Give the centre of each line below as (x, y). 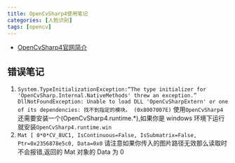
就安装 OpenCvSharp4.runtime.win (65, 127)
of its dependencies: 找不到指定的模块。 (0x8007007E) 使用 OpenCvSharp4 (120, 110)
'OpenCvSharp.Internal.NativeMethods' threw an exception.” (107, 96)
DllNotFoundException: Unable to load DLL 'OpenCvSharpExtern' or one (123, 102)
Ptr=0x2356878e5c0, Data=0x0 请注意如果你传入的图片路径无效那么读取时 (122, 143)
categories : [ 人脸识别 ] (40, 20)
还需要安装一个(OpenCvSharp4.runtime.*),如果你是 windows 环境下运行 (121, 118)
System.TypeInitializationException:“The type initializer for (112, 90)
